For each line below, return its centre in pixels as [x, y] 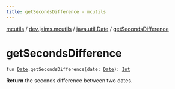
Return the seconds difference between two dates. [69, 80]
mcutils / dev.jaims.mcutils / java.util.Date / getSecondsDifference [88, 29]
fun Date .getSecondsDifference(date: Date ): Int [68, 69]
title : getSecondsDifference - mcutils [56, 12]
